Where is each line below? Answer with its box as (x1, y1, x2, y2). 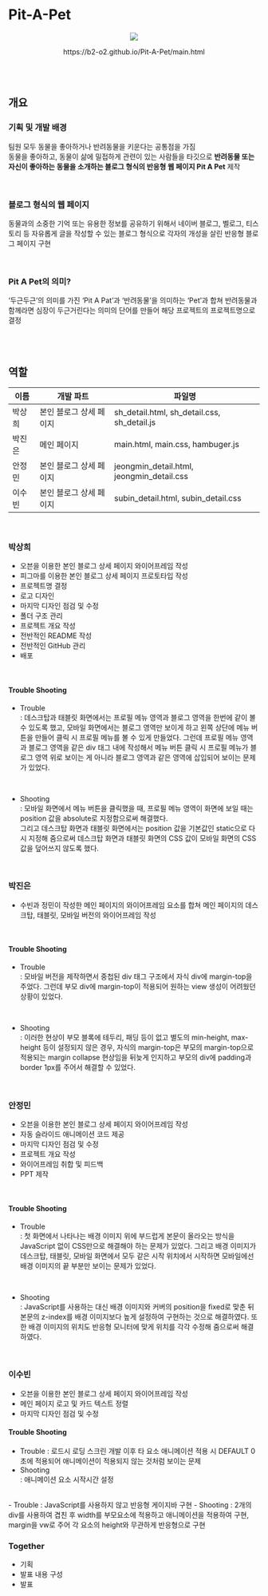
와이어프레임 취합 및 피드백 (19, 1159, 104, 1169)
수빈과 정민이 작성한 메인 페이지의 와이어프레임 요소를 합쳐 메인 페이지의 (19, 900, 244, 909)
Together (8, 1540, 45, 1551)
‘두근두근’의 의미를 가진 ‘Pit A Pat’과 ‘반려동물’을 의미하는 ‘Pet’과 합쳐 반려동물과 (8, 295, 258, 305)
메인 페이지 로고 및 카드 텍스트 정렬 (19, 1399, 129, 1408)
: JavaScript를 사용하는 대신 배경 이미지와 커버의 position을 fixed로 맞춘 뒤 (19, 1301, 254, 1311)
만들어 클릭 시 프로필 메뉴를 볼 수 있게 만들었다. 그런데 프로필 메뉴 (34, 732, 239, 742)
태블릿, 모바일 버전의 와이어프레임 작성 (37, 910, 157, 920)
